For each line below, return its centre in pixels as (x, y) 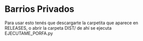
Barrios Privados (39, 9)
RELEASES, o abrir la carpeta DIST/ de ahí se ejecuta (58, 28)
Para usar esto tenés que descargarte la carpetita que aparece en (71, 23)
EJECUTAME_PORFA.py (29, 33)
